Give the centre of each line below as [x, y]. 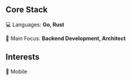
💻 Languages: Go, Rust [35, 24]
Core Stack [27, 10]
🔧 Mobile [16, 71]
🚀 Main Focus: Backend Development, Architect [66, 38]
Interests [23, 57]
